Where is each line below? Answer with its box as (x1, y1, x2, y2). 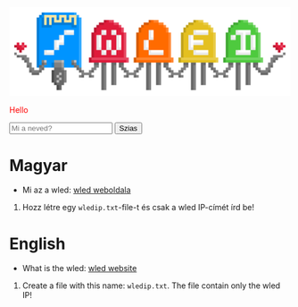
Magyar (9, 155, 69, 175)
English (9, 234, 66, 253)
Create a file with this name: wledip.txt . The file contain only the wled (21, 280, 281, 291)
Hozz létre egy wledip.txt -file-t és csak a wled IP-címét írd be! (21, 202, 254, 213)
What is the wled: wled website (21, 263, 137, 274)
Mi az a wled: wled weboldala (21, 184, 131, 195)
